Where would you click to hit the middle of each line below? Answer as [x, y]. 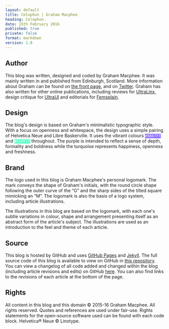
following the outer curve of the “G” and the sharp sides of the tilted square [84, 191]
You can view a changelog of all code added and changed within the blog [81, 266]
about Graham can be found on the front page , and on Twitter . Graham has [83, 86]
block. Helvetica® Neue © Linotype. [43, 321]
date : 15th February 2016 [32, 24]
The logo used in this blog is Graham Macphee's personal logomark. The [81, 180]
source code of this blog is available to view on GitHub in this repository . [80, 261]
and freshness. [21, 152]
